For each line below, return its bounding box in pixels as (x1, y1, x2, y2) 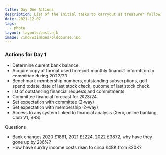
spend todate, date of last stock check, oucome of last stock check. (12, 83, 151, 89)
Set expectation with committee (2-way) (12, 99, 95, 105)
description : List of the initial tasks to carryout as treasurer (5, 12, 145, 17)
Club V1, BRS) (12, 115, 41, 121)
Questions (5, 124, 26, 130)
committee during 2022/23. (12, 73, 69, 79)
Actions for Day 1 (5, 51, 47, 58)
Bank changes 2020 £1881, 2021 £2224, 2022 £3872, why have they (12, 134, 152, 140)
